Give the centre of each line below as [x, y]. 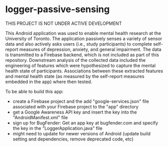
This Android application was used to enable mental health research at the [83, 33]
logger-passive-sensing [58, 9]
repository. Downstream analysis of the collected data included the [76, 60]
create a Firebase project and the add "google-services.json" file [81, 101]
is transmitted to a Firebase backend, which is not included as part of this [82, 55]
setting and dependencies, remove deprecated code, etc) [73, 139]
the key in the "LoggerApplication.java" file [58, 128]
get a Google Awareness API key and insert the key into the [75, 112]
